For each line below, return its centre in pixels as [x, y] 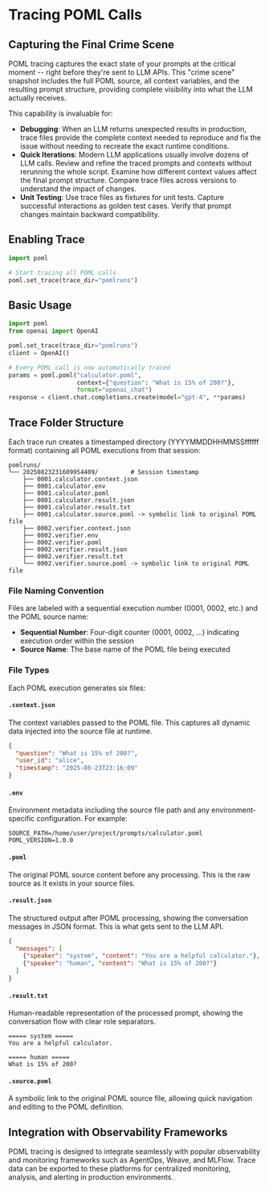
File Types [29, 670]
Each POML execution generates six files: [77, 688]
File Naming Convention [56, 591]
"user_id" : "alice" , [50, 761]
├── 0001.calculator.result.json [79, 500]
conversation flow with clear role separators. [82, 1021]
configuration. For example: [82, 819]
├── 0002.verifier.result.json [75, 549]
